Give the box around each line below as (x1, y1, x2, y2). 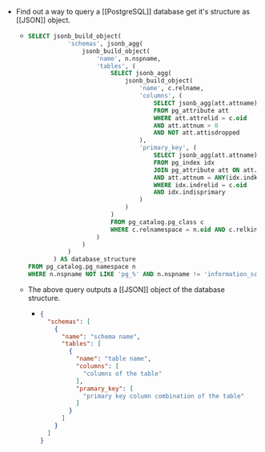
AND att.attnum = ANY (153, 174, 226, 182)
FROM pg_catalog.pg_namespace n (27, 263, 136, 271)
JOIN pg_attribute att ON (153, 166, 240, 174)
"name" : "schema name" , (61, 332, 141, 341)
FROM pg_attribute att (153, 106, 230, 114)
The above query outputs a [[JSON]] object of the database (27, 284, 226, 294)
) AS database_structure (53, 255, 136, 263)
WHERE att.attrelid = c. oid (153, 114, 247, 122)
